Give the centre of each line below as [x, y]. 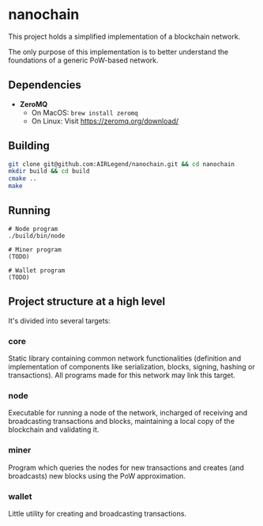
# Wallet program [37, 271]
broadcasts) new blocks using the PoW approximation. [97, 475]
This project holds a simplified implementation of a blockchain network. [124, 36]
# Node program [33, 229]
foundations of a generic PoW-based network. [84, 60]
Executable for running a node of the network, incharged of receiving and [128, 413]
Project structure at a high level [87, 302]
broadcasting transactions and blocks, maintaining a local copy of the [122, 422]
